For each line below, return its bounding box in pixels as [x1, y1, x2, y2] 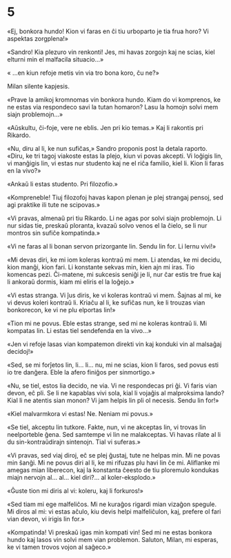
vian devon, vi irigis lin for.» [7, 514, 85, 523]
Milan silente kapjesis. [7, 82, 70, 90]
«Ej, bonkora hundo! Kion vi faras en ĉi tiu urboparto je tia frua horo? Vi [7, 27, 209, 35]
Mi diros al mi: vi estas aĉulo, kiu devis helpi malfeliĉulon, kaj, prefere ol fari [7, 507, 221, 516]
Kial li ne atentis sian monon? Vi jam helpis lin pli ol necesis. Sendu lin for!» [7, 396, 219, 404]
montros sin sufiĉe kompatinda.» [7, 228, 101, 237]
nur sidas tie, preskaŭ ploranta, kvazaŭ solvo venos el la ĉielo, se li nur [7, 221, 208, 229]
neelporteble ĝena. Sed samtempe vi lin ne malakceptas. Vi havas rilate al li [7, 430, 221, 438]
